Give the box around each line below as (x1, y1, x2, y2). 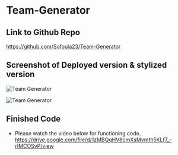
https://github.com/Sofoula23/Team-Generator (6, 43, 121, 50)
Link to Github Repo (6, 27, 80, 37)
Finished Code (6, 114, 61, 124)
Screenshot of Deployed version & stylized (6, 60, 167, 70)
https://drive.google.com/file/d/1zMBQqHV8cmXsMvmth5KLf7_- (14, 136, 172, 143)
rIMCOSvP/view (14, 142, 55, 149)
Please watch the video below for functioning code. (14, 129, 141, 137)
